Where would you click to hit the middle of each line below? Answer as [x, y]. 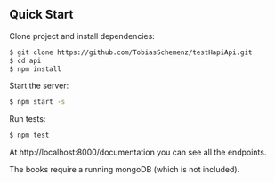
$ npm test [29, 135]
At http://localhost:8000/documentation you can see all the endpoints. [138, 152]
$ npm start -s [37, 102]
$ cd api [25, 60]
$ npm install [36, 69]
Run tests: [28, 119]
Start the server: [39, 86]
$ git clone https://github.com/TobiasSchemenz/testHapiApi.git [131, 52]
